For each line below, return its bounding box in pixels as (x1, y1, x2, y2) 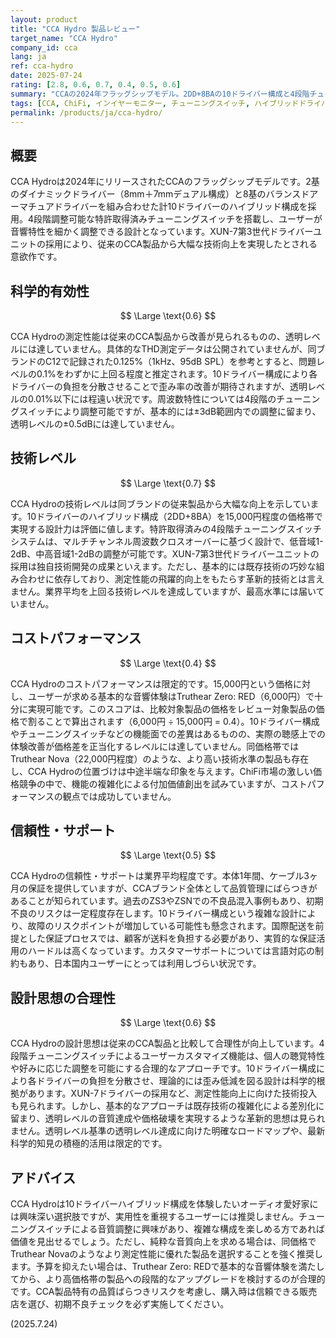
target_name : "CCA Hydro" (10, 33, 118, 43)
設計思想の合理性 (10, 989, 116, 1006)
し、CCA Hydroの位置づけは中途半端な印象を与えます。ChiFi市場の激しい (10, 765, 313, 777)
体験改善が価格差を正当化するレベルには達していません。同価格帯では (10, 740, 300, 752)
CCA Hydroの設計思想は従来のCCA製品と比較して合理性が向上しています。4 (10, 1037, 325, 1050)
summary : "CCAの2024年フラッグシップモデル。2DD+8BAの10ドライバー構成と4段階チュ (10, 89, 325, 99)
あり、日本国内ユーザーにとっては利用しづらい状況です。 (27, 957, 262, 970)
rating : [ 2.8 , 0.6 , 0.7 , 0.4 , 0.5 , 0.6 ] (10, 80, 182, 90)
